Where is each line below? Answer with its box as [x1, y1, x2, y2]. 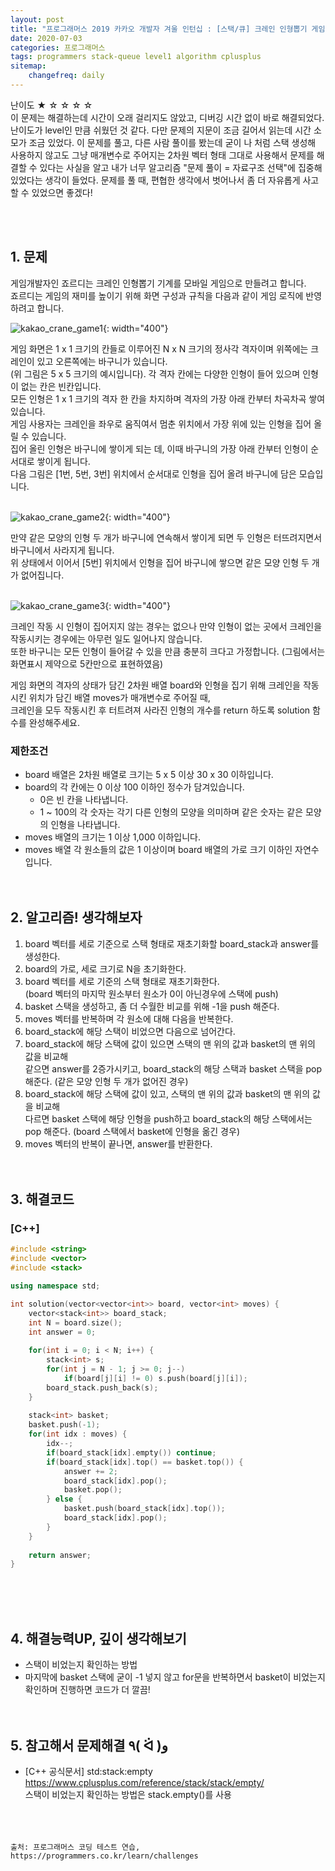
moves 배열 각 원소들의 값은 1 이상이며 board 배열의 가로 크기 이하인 [24, 843, 293, 855]
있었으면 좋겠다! [31, 186, 93, 198]
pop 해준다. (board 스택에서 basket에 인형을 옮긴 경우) [24, 1125, 240, 1137]
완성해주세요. [28, 716, 81, 728]
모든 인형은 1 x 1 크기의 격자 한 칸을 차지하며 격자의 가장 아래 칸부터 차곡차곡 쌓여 [10, 392, 326, 405]
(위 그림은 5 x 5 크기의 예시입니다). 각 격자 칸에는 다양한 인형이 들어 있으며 [10, 367, 301, 380]
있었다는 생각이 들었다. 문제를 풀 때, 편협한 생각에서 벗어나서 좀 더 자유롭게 [10, 174, 301, 186]
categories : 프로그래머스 [10, 42, 106, 53]
